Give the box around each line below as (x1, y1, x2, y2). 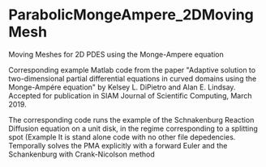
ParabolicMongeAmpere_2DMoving (8, 6, 254, 24)
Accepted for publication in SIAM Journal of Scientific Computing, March (8, 90, 253, 100)
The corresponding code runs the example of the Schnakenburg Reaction (8, 115, 255, 124)
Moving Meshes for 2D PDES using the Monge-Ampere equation (8, 49, 225, 59)
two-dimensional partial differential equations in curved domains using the (8, 73, 257, 83)
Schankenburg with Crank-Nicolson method (8, 149, 156, 159)
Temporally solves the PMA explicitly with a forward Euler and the (8, 140, 228, 150)
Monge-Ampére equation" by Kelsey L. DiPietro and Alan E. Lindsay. (8, 82, 236, 92)
